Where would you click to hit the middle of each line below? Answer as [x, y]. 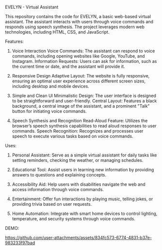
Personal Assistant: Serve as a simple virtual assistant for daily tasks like [84, 155]
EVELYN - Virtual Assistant [32, 7]
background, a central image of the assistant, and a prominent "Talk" [81, 106]
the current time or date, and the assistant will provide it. [68, 66]
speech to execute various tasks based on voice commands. [73, 136]
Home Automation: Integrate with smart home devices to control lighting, [85, 213]
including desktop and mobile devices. [51, 86]
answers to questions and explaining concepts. [59, 175]
